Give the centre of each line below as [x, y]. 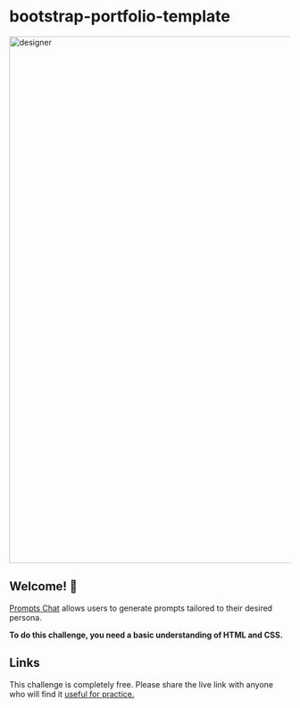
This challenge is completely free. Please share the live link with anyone [142, 684]
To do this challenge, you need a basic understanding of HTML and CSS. [146, 635]
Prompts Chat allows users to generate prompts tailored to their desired [141, 608]
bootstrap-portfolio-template [120, 17]
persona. [25, 617]
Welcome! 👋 [43, 587]
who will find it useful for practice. [72, 694]
